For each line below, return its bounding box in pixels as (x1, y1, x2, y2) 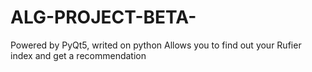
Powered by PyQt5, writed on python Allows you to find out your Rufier (10, 39, 302, 51)
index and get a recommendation (10, 49, 147, 61)
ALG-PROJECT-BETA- (10, 6, 197, 29)
